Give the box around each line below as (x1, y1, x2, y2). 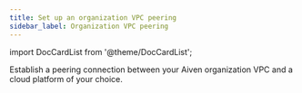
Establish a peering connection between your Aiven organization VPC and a (9, 64, 294, 75)
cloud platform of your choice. (9, 73, 123, 84)
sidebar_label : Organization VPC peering (9, 22, 169, 31)
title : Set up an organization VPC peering (9, 13, 177, 23)
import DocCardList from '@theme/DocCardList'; (9, 46, 193, 57)
